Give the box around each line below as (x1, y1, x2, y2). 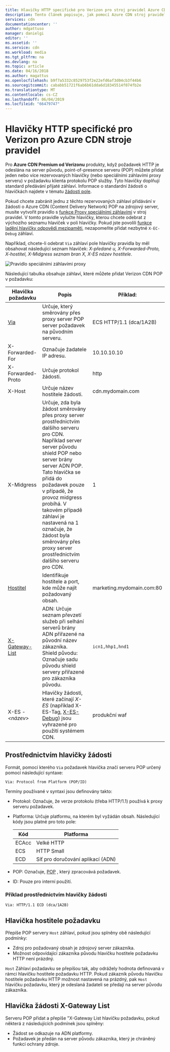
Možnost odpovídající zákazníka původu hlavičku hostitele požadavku (12, 950, 158, 956)
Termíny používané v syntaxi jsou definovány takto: (5, 788, 113, 794)
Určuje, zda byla (42, 399, 81, 406)
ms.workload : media (5, 50, 47, 55)
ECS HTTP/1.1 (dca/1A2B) (93, 319, 157, 326)
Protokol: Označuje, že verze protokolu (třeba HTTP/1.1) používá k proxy (12, 798, 163, 804)
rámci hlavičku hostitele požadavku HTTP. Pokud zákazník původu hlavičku (5, 971, 163, 977)
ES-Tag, (42, 708, 62, 716)
